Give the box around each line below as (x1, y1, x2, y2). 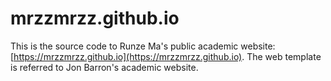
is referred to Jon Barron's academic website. (10, 61, 199, 73)
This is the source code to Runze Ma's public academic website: (10, 40, 276, 52)
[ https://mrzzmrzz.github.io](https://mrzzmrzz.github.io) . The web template (10, 50, 322, 62)
